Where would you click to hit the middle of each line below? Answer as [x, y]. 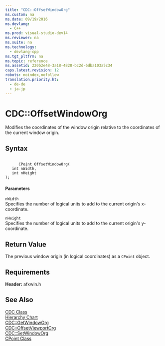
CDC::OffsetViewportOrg [31, 327]
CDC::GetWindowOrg [27, 322]
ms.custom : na [20, 14]
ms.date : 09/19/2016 [27, 19]
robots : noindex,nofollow [32, 75]
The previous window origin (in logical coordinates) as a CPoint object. [78, 256]
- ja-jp [18, 89]
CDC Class [16, 312]
